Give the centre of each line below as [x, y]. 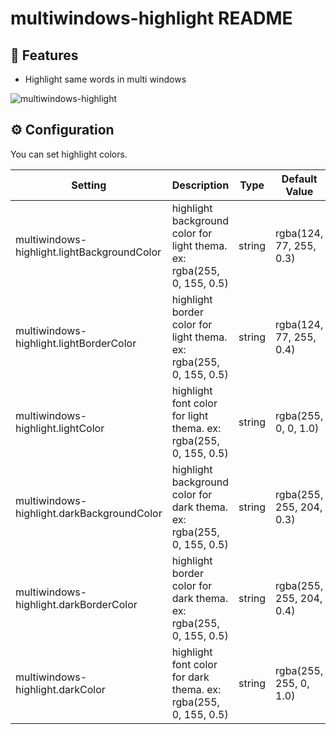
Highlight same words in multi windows [105, 79]
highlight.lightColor [60, 428]
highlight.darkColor [60, 689]
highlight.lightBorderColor [76, 343]
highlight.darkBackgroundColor [89, 513]
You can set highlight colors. [69, 154]
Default [299, 179]
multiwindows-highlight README [151, 18]
